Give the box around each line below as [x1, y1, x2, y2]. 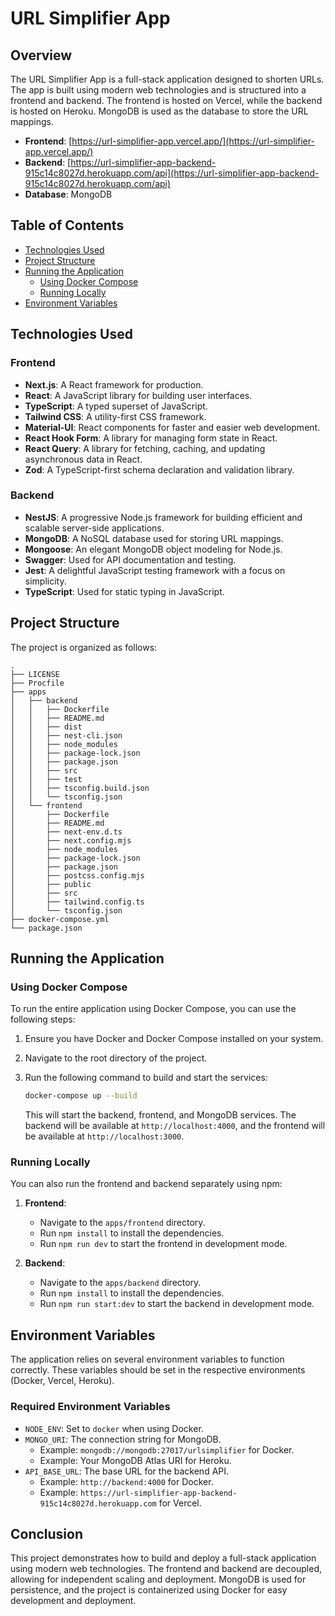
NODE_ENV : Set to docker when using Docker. [24, 1422, 204, 1434]
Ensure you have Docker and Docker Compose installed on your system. [24, 1033, 324, 1045]
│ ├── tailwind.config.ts [10, 897, 145, 907]
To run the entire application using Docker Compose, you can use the [10, 1003, 297, 1015]
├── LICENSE [10, 669, 60, 679]
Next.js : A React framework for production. [24, 378, 204, 391]
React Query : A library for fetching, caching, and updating [24, 442, 266, 454]
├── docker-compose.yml [10, 914, 110, 924]
